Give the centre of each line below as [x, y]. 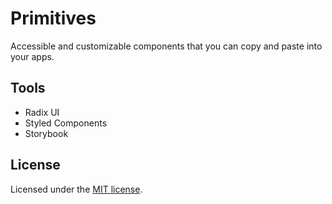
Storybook [46, 133]
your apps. [32, 56]
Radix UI [42, 112]
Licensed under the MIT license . [76, 189]
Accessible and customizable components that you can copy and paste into [166, 46]
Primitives [53, 18]
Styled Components [66, 123]
